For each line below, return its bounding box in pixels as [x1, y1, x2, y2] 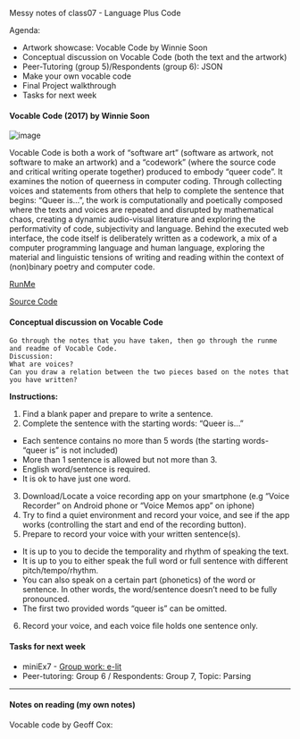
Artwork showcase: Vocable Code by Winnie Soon [21, 42, 208, 53]
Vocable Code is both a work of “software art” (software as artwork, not [9, 148, 274, 158]
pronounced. [21, 594, 70, 605]
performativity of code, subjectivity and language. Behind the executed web [9, 224, 289, 234]
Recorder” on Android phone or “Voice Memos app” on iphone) [21, 500, 255, 511]
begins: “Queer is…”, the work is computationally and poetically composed [9, 195, 283, 206]
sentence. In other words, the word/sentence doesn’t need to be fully [21, 584, 278, 595]
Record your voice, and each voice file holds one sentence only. [21, 621, 259, 632]
